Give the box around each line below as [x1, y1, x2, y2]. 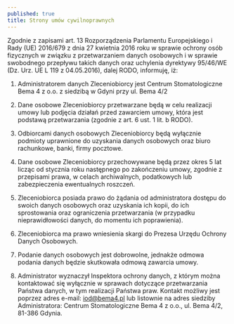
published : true [7, 10, 55, 18]
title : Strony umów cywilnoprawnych [7, 17, 115, 24]
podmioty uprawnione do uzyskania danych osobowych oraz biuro [17, 136, 211, 144]
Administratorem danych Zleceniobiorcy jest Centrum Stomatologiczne [17, 79, 223, 88]
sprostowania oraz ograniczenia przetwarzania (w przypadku [17, 208, 195, 217]
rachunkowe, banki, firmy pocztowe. [17, 144, 123, 152]
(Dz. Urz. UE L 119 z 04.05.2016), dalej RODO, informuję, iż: [7, 66, 178, 74]
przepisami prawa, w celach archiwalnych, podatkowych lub [17, 173, 193, 181]
